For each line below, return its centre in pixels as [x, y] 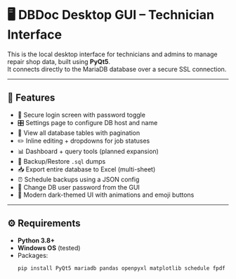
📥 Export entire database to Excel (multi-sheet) [86, 169]
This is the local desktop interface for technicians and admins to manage [112, 54]
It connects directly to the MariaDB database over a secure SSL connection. [117, 69]
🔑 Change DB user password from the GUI [79, 187]
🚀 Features [31, 98]
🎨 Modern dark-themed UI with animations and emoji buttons [106, 195]
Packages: [33, 255]
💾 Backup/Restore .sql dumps [61, 161]
